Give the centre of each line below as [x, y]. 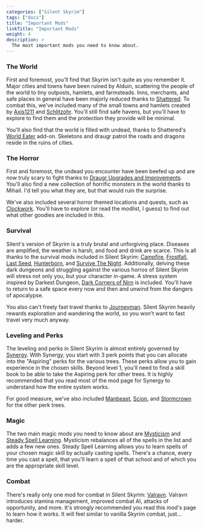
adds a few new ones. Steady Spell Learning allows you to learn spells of [97, 446]
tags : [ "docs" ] [25, 17]
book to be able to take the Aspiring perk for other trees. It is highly [90, 374]
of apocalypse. [25, 295]
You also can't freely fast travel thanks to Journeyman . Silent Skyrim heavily [101, 307]
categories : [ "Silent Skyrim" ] [46, 12]
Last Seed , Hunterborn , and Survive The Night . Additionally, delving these [98, 263]
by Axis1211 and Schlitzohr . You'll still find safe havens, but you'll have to [96, 112]
